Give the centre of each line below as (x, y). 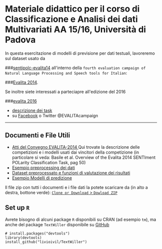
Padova (20, 40)
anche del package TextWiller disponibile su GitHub (57, 224)
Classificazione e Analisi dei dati (72, 19)
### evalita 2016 (21, 101)
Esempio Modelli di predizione (42, 178)
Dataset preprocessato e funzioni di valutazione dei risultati (71, 172)
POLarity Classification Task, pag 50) (49, 162)
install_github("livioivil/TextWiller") (46, 242)
